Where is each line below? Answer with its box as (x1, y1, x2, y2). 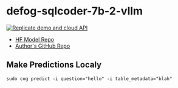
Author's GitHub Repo (15, 42, 70, 49)
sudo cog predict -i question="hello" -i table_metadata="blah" (6, 75, 173, 82)
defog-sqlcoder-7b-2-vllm (6, 4, 143, 18)
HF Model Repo (15, 36, 55, 43)
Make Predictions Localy (6, 60, 102, 70)
